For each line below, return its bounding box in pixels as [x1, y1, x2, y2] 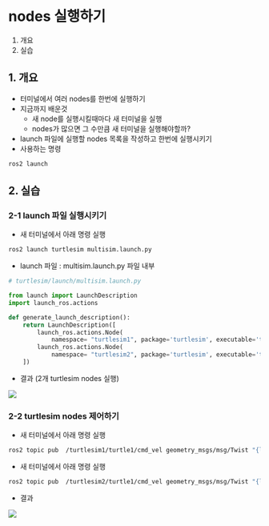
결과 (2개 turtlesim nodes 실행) [19, 373, 120, 383]
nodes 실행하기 [8, 7, 106, 26]
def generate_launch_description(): [8, 313, 130, 321]
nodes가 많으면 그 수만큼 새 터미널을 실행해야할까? [31, 123, 191, 133]
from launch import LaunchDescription [8, 291, 138, 300]
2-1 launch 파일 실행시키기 [8, 210, 107, 221]
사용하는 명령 [19, 143, 62, 153]
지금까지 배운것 [19, 103, 68, 113]
